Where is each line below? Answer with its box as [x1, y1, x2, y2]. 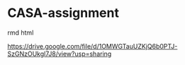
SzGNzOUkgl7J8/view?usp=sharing [7, 49, 112, 58]
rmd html [7, 28, 34, 37]
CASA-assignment [7, 5, 119, 21]
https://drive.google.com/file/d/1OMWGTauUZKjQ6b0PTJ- [7, 42, 178, 50]
